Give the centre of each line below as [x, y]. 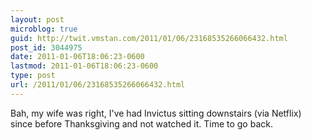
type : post [33, 76]
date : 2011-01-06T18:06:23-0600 [77, 57]
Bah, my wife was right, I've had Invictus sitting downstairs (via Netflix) [156, 113]
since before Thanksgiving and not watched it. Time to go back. [141, 123]
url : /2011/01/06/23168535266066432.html [98, 85]
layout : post [37, 19]
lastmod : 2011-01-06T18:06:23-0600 [84, 66]
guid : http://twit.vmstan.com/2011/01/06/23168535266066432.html [149, 38]
